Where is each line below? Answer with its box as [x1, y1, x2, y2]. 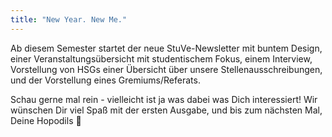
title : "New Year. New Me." [10, 14, 128, 25]
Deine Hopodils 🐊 [10, 114, 82, 126]
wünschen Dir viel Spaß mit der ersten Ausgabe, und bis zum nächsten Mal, [10, 104, 323, 116]
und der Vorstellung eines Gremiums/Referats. [10, 74, 201, 86]
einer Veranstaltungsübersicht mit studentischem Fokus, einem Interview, [10, 52, 313, 65]
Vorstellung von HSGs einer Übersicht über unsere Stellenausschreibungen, [10, 63, 323, 75]
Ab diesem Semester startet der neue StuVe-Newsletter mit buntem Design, [10, 42, 323, 54]
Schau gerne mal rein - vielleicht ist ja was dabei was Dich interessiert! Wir [10, 93, 318, 105]
